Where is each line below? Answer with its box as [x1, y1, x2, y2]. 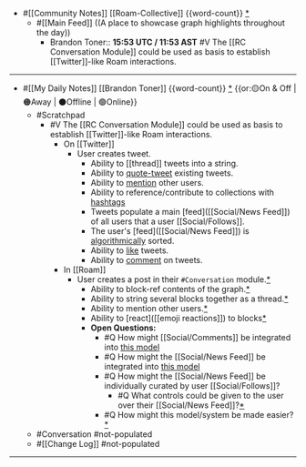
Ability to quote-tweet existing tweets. [90, 168, 234, 178]
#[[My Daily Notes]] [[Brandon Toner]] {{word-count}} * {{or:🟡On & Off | [22, 83, 297, 94]
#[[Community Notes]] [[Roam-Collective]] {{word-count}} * [22, 8, 250, 18]
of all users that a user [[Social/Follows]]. [90, 216, 245, 227]
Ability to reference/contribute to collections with [90, 187, 275, 198]
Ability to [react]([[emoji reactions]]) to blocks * [90, 313, 267, 323]
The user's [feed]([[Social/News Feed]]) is [90, 226, 250, 236]
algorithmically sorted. [90, 236, 175, 246]
